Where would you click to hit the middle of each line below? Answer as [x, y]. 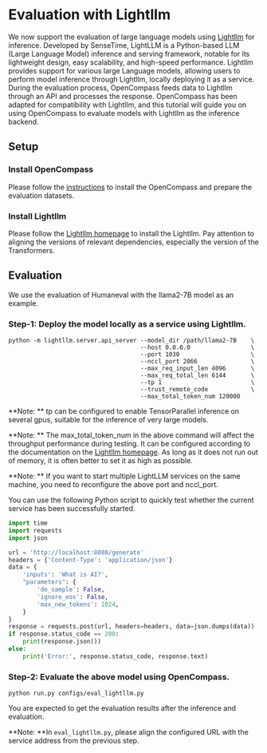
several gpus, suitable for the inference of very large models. [108, 420]
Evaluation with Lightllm [90, 15]
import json [28, 538]
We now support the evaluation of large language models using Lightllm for [132, 37]
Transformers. [31, 250]
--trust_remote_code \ [197, 390]
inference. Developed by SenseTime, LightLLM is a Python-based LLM [124, 45]
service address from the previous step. [74, 741]
